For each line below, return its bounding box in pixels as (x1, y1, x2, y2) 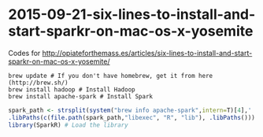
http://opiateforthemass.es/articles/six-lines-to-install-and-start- (42, 48, 253, 57)
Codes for (8, 48, 41, 57)
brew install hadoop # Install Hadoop (8, 85, 135, 94)
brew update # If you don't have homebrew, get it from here (8, 72, 213, 80)
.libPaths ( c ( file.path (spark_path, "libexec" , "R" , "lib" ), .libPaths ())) (8, 113, 256, 121)
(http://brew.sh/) (8, 79, 69, 87)
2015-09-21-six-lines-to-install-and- (8, 6, 256, 24)
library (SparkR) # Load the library (8, 120, 128, 129)
